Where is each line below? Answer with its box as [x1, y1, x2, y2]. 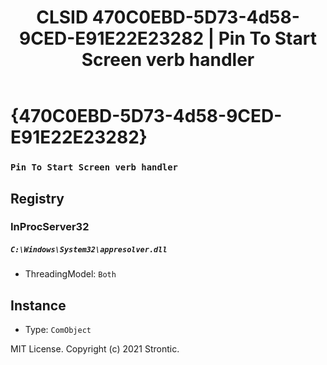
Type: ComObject [24, 324, 92, 336]
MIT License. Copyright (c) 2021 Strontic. [10, 343, 180, 355]
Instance [10, 297, 67, 314]
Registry [10, 190, 65, 207]
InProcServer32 [10, 220, 90, 234]
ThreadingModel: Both [24, 268, 117, 280]
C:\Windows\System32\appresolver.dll [10, 245, 168, 255]
